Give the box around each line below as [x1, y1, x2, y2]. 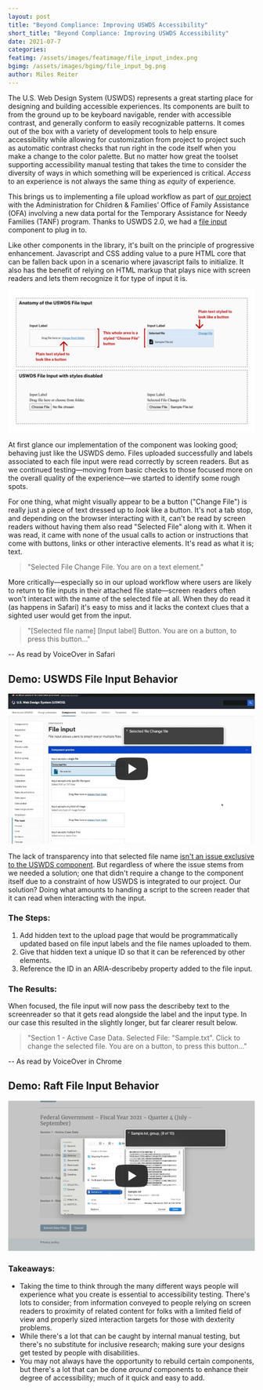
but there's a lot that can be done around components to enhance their [19, 1364, 249, 1374]
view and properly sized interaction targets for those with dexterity [19, 1315, 235, 1324]
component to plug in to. [8, 224, 88, 235]
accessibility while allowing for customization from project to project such [8, 134, 247, 144]
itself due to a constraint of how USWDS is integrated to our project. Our [8, 876, 241, 886]
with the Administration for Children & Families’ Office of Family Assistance [8, 200, 250, 210]
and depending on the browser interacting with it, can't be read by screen [8, 514, 246, 524]
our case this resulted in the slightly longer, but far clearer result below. [8, 1018, 238, 1027]
